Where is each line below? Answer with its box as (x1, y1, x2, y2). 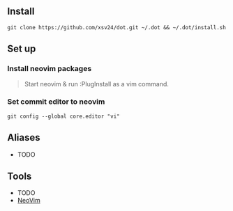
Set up (7, 43, 36, 55)
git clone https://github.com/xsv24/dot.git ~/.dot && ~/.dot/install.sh (7, 24, 227, 31)
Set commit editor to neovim (7, 97, 105, 107)
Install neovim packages (7, 64, 92, 74)
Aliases (7, 132, 40, 143)
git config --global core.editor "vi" (7, 113, 120, 120)
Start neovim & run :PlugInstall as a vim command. (24, 79, 170, 88)
